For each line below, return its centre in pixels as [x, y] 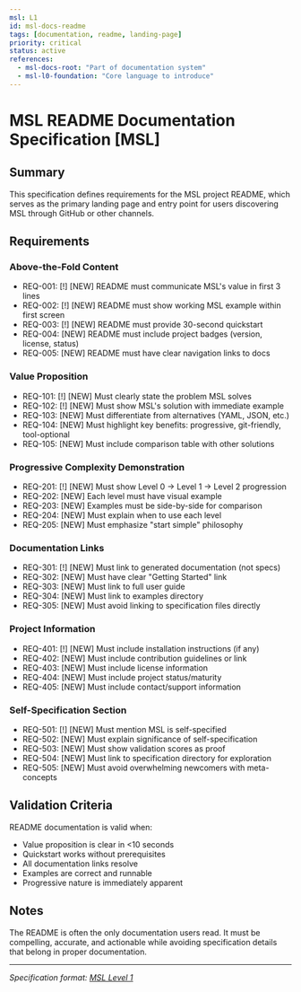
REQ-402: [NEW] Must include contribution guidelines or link [134, 658]
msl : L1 [24, 18]
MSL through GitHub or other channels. [82, 213]
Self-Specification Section [68, 710]
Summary [37, 173]
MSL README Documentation [122, 120]
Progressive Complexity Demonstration [97, 467]
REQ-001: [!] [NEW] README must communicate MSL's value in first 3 [151, 286]
